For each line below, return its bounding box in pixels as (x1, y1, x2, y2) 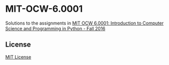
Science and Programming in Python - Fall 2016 (5, 25, 106, 31)
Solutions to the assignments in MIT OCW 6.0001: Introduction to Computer (5, 20, 164, 26)
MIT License (5, 54, 32, 60)
